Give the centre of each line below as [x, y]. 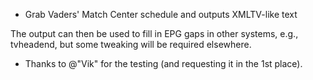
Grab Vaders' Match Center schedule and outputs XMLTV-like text [161, 14]
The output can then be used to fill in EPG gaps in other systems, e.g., [154, 33]
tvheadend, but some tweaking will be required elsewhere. [131, 44]
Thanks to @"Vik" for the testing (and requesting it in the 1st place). [163, 63]
